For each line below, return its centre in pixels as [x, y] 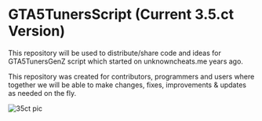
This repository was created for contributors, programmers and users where [131, 76]
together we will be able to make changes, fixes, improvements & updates [127, 85]
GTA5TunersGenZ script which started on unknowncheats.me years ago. [126, 61]
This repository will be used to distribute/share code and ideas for [115, 53]
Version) [36, 31]
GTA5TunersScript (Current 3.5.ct [121, 15]
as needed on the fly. [42, 93]
